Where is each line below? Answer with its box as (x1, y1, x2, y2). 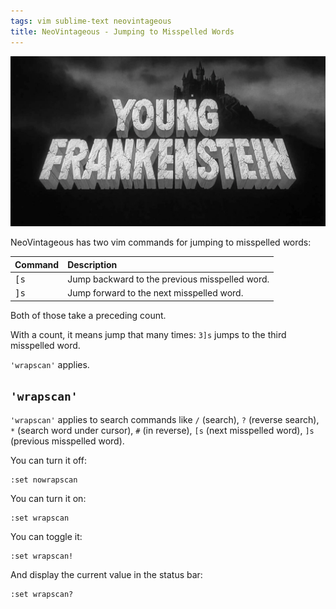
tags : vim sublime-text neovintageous (10, 16, 172, 26)
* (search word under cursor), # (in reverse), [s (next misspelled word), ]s (10, 425, 315, 437)
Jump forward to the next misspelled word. (67, 287, 244, 299)
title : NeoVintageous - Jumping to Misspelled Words (10, 26, 235, 37)
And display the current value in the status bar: (10, 569, 203, 581)
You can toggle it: (10, 531, 83, 543)
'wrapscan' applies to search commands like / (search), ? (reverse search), (10, 414, 320, 426)
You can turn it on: (10, 493, 87, 505)
